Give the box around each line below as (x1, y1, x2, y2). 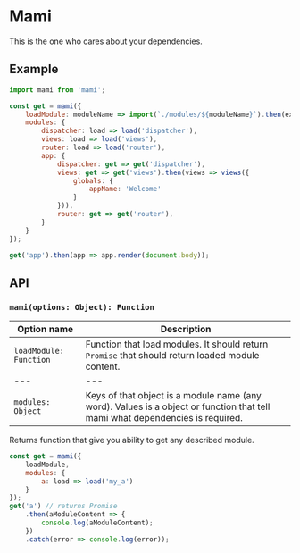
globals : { (72, 176, 114, 185)
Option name (17, 323, 74, 336)
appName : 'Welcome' (88, 185, 162, 194)
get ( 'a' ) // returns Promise (9, 502, 118, 511)
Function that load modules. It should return (85, 338, 269, 350)
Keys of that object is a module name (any (85, 390, 262, 402)
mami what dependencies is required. (85, 412, 244, 424)
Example (9, 62, 59, 77)
